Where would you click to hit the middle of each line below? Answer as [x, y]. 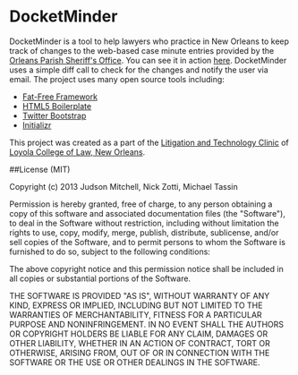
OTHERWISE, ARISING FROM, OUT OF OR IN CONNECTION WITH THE [140, 353]
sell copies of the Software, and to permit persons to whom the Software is [148, 242]
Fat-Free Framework [60, 97]
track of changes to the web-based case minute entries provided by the [142, 50]
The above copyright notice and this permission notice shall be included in [146, 268]
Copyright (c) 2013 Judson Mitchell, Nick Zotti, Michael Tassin [124, 186]
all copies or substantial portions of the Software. [100, 278]
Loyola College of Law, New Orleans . [77, 152]
